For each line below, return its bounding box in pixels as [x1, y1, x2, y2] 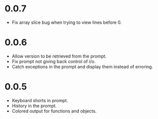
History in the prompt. [11, 103, 57, 109]
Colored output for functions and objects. [11, 108, 97, 114]
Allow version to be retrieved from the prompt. [11, 53, 107, 59]
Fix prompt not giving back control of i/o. [11, 58, 96, 64]
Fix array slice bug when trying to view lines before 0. [11, 19, 122, 25]
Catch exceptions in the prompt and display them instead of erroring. [11, 63, 154, 69]
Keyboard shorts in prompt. [11, 97, 68, 103]
